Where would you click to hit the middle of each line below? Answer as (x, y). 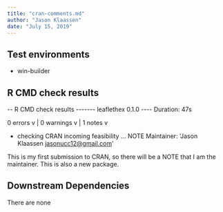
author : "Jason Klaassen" (44, 20)
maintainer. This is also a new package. (63, 164)
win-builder (33, 71)
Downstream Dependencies (68, 186)
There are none (29, 202)
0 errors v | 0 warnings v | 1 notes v (58, 123)
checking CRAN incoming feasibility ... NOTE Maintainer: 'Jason (107, 136)
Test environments (48, 54)
